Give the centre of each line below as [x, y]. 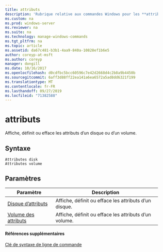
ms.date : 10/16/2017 [26, 69]
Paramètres [23, 179]
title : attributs [23, 9]
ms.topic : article [24, 46]
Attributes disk [21, 160]
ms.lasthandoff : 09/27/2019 [33, 91]
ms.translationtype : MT [29, 82]
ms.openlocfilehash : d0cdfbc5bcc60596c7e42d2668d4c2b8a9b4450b [70, 73]
